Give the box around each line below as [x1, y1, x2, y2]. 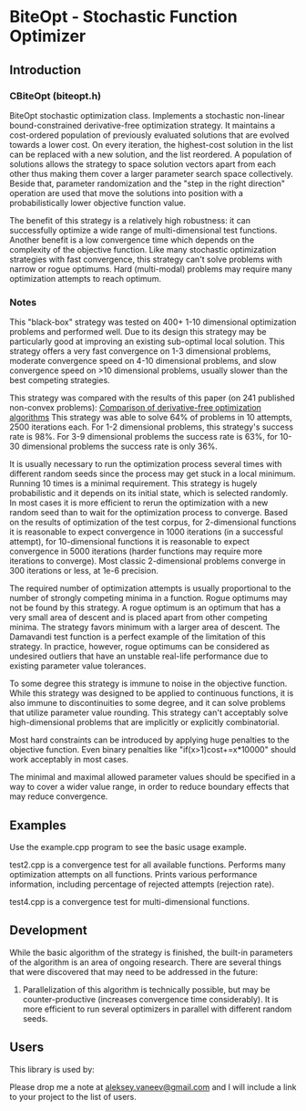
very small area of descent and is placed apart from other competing [9, 612, 268, 623]
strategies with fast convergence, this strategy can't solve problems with [9, 254, 282, 265]
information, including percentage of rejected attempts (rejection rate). [9, 878, 275, 889]
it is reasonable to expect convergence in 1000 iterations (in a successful [9, 526, 284, 537]
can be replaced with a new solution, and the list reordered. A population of [9, 149, 292, 160]
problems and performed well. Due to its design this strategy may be [9, 327, 267, 337]
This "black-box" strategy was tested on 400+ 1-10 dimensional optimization [9, 317, 297, 327]
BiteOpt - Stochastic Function [9, 6, 239, 27]
